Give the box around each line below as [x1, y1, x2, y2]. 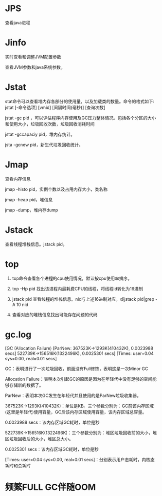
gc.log [5, 329, 32, 340]
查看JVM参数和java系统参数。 [5, 64, 66, 70]
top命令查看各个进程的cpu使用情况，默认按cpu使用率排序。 [12, 275, 132, 281]
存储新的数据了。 [9, 382, 44, 388]
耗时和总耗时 [5, 462, 31, 469]
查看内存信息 [5, 176, 31, 182]
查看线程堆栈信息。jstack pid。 [5, 241, 67, 247]
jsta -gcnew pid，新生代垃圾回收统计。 [5, 142, 84, 147]
